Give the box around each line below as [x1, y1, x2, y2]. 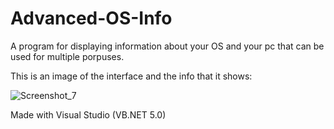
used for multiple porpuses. [10, 50, 125, 62]
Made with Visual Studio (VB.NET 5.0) [10, 108, 167, 121]
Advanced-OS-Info [10, 7, 173, 30]
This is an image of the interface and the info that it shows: [10, 70, 253, 82]
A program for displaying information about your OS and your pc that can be [10, 40, 325, 52]
